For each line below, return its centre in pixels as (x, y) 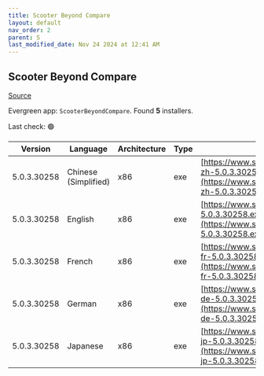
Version (36, 149)
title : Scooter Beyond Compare (59, 15)
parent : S (24, 37)
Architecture (142, 149)
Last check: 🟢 (31, 126)
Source (20, 95)
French (80, 261)
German (81, 304)
